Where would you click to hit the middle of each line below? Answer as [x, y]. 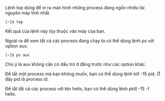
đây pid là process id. [27, 79]
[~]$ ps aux [17, 55]
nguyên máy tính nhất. [28, 13]
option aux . [17, 46]
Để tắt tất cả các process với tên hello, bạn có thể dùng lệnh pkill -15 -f [77, 89]
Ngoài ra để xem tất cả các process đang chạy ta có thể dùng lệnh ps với [80, 41]
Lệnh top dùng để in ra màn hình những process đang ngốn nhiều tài [75, 8]
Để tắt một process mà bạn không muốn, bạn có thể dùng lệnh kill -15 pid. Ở [83, 74]
